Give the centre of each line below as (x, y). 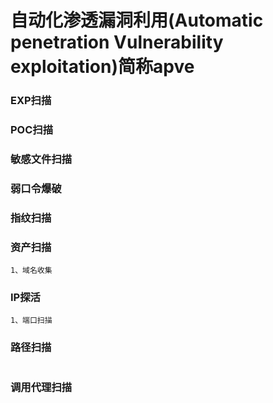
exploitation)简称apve (102, 67)
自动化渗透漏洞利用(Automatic (137, 20)
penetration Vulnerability (117, 42)
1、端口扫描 (31, 321)
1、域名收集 (31, 271)
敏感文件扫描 (41, 159)
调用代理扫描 (41, 387)
